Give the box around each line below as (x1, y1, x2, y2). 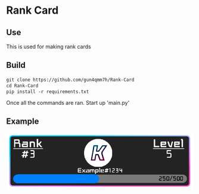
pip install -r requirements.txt (6, 89, 89, 95)
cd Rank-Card (6, 83, 39, 89)
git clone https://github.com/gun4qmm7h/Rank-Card (6, 77, 135, 83)
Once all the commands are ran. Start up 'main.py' (6, 99, 130, 106)
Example (6, 117, 39, 127)
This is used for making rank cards (6, 43, 91, 50)
